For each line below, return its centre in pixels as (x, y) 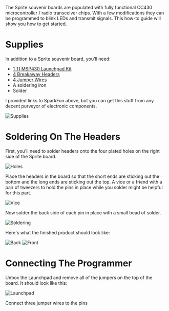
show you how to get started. (36, 24)
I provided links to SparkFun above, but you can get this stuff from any (80, 100)
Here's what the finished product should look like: (58, 232)
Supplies (24, 44)
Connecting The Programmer (69, 263)
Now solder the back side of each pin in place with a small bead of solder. (83, 212)
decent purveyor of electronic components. (51, 106)
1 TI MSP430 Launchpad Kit (42, 68)
